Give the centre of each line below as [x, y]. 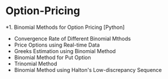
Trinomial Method [35, 64]
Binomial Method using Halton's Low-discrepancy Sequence [88, 70]
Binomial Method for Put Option [52, 57]
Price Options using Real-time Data [57, 45]
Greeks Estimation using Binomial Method [65, 51]
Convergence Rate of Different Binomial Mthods [72, 38]
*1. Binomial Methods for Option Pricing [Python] [65, 27]
